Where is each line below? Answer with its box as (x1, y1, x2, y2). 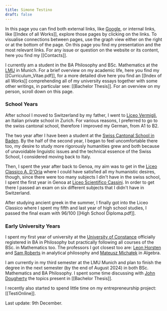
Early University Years (5, 223, 61, 230)
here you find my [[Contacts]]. (5, 52, 67, 58)
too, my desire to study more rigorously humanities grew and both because (5, 143, 160, 149)
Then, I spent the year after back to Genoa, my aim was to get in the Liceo (5, 163, 158, 169)
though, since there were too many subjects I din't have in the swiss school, (5, 174, 161, 180)
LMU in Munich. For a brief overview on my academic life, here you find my (5, 67, 160, 73)
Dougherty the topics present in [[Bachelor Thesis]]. (5, 276, 113, 282)
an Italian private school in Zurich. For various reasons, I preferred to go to (5, 117, 158, 123)
